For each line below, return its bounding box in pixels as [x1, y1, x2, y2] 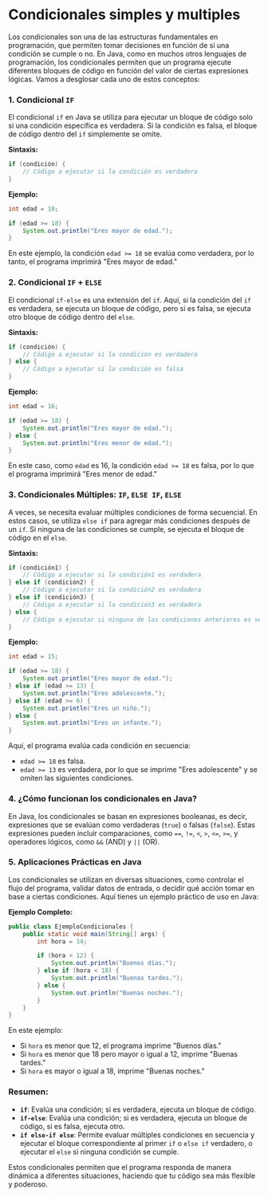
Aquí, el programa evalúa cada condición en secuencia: [8, 741, 191, 750]
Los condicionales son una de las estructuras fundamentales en [8, 32, 219, 41]
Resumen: [8, 1086, 49, 1097]
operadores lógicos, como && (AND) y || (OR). [8, 837, 160, 846]
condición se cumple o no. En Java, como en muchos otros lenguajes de [8, 49, 247, 58]
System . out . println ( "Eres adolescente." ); [22, 689, 166, 697]
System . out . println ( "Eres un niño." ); [22, 704, 152, 712]
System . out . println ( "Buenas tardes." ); [50, 975, 183, 982]
